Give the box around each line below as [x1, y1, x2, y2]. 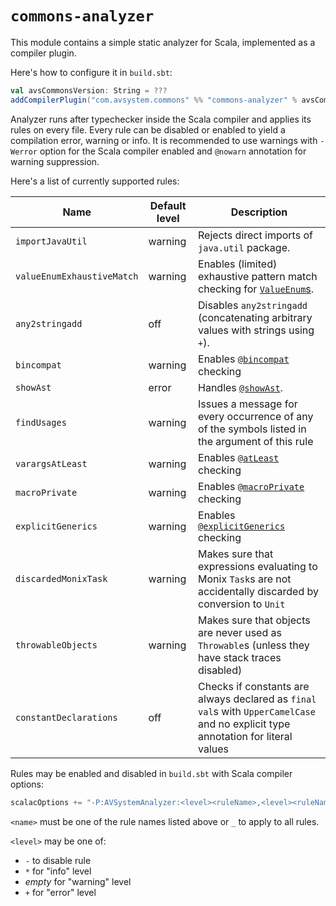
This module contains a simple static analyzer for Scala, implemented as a [10, 36, 316, 48]
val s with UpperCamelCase [198, 704, 316, 718]
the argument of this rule [198, 434, 314, 448]
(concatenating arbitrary [198, 310, 313, 324]
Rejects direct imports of [198, 228, 313, 242]
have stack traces [198, 650, 282, 664]
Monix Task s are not [198, 572, 292, 586]
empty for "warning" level [24, 875, 132, 887]
